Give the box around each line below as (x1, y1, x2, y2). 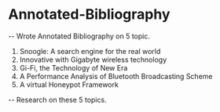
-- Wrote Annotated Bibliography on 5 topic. (8, 31, 151, 41)
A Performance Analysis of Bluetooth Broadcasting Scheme (19, 71, 213, 81)
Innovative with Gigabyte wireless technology (19, 55, 167, 64)
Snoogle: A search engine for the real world (19, 46, 161, 56)
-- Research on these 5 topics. (8, 95, 108, 104)
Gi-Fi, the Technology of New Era (19, 63, 128, 72)
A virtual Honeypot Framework (19, 80, 119, 89)
